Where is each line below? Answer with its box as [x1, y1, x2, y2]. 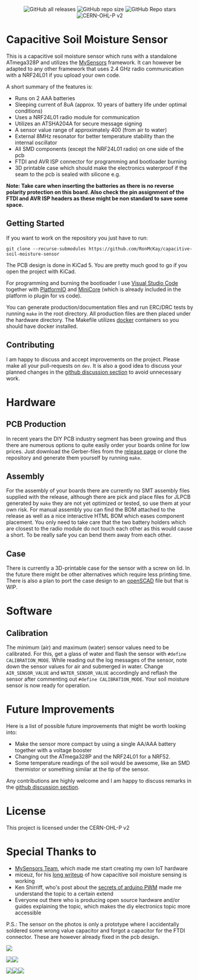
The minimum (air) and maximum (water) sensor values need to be [6, 644, 169, 651]
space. [6, 201, 24, 208]
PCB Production [6, 419, 67, 429]
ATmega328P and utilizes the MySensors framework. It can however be [6, 58, 182, 66]
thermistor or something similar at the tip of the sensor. [14, 766, 150, 773]
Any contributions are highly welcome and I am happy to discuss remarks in [6, 777, 192, 784]
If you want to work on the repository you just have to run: [6, 234, 149, 241]
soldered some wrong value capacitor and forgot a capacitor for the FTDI [6, 927, 185, 934]
